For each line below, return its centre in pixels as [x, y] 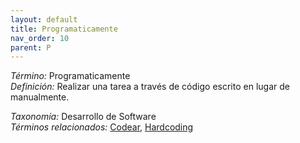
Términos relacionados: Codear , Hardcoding [102, 127]
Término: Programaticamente [70, 76]
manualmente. [40, 97]
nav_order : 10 [40, 38]
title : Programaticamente [64, 29]
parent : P [31, 47]
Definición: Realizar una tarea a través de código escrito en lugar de [150, 87]
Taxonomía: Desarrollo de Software [83, 117]
